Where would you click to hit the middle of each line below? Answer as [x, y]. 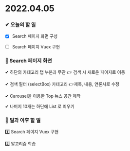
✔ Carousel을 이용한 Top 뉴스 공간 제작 [43, 96]
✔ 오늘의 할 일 [20, 25]
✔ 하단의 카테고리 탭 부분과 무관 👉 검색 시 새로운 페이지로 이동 [65, 72]
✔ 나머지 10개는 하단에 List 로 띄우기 [40, 106]
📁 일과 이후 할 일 [23, 120]
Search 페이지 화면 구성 [35, 36]
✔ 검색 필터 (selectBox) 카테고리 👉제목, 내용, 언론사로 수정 [62, 84]
